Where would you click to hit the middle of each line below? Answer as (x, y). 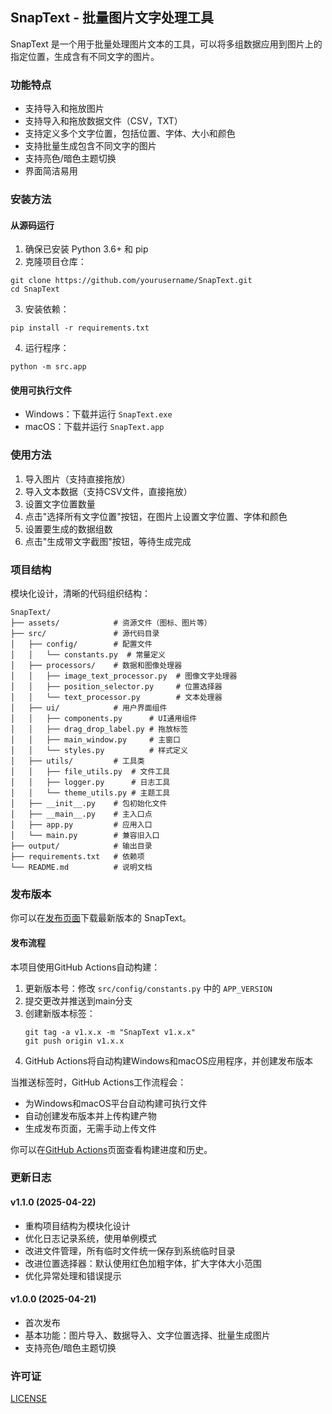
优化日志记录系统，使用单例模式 (90, 1238)
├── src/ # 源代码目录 (85, 634)
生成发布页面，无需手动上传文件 (90, 1128)
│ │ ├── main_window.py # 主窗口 (95, 740)
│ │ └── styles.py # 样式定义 (99, 751)
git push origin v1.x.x (74, 1041)
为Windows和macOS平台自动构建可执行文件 (116, 1103)
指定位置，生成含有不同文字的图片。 (85, 56)
